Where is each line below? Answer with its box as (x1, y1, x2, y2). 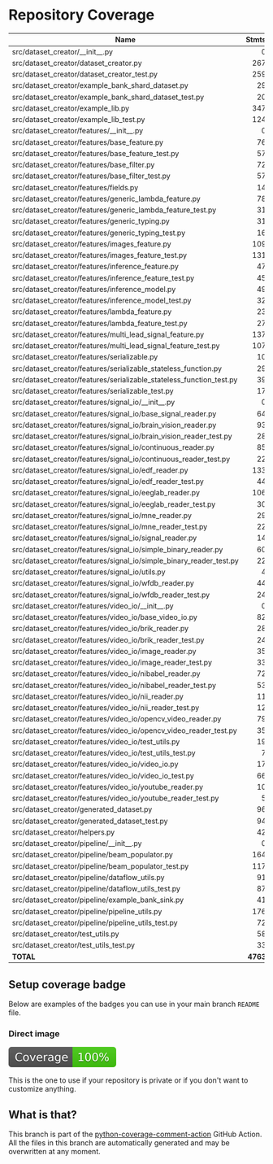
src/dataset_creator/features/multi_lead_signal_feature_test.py (11, 341, 220, 351)
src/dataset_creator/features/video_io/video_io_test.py (11, 770, 195, 780)
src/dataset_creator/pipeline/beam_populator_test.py (11, 861, 189, 871)
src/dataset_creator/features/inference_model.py (11, 284, 176, 294)
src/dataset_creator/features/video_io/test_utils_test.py (11, 748, 197, 758)
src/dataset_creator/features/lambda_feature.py (11, 307, 172, 316)
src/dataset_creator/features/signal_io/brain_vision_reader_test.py (11, 431, 233, 441)
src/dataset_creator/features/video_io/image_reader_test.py (11, 657, 213, 668)
